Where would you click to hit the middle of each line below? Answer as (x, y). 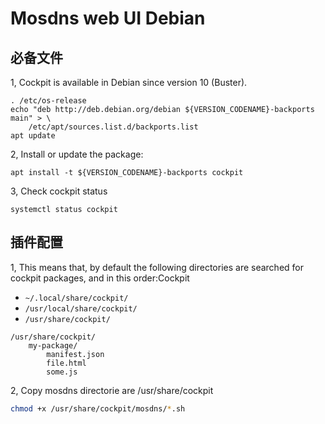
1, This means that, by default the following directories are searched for (157, 267)
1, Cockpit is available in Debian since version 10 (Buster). (129, 82)
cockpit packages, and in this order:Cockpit (100, 278)
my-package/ (53, 345)
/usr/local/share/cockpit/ (81, 308)
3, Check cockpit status (59, 191)
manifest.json (75, 354)
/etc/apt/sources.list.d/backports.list (113, 127)
